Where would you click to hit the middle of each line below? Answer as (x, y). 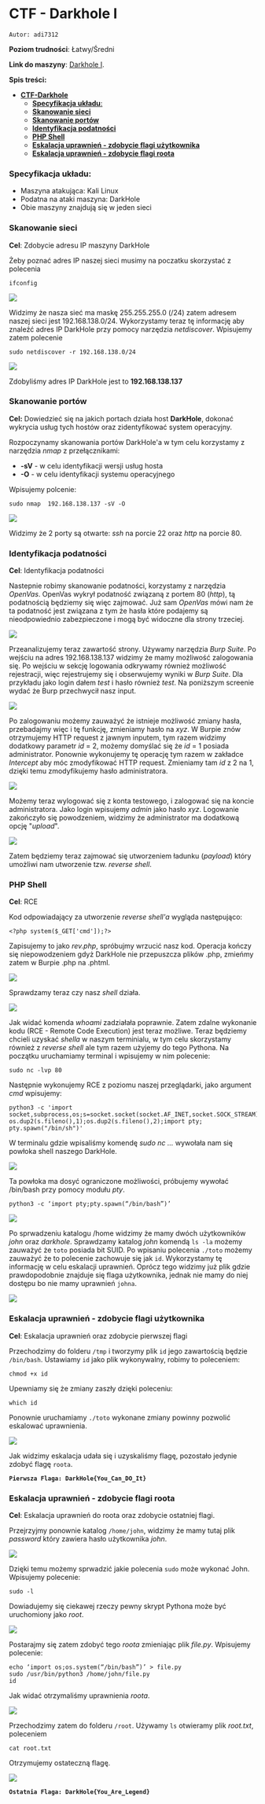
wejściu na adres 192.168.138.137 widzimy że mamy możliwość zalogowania (131, 658)
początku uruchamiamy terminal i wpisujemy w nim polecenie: (110, 1056)
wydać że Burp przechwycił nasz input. (73, 691)
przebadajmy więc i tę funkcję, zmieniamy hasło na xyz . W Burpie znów (125, 729)
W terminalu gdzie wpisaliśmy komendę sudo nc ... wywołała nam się (121, 1143)
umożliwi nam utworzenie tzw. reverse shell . (81, 865)
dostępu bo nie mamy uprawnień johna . (73, 1284)
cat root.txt (30, 1749)
